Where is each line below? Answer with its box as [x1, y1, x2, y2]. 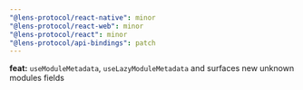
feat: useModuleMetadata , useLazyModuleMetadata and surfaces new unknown [9, 63, 295, 74]
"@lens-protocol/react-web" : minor [9, 22, 144, 31]
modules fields [9, 73, 65, 84]
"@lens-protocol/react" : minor [9, 30, 128, 39]
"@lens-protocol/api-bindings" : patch [9, 38, 156, 48]
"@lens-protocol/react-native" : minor [9, 13, 156, 22]
